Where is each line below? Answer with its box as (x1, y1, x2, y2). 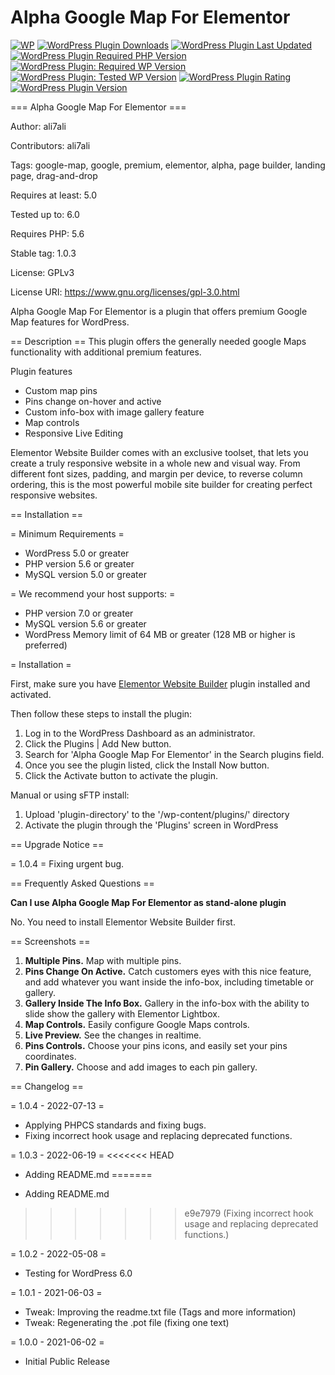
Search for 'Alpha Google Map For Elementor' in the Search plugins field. (24, 748, 325, 760)
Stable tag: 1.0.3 (10, 247, 77, 259)
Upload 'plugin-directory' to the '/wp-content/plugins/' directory (24, 808, 290, 820)
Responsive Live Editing (24, 427, 124, 439)
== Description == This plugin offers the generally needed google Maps (10, 335, 307, 347)
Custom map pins (24, 384, 98, 396)
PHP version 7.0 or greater (24, 607, 134, 619)
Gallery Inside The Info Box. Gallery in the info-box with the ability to (24, 997, 310, 1009)
